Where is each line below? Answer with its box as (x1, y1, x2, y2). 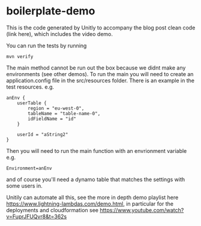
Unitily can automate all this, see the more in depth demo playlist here (6, 194, 179, 201)
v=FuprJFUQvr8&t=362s (6, 213, 67, 220)
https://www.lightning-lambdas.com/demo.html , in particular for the (6, 200, 174, 207)
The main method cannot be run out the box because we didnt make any (6, 64, 186, 71)
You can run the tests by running (6, 42, 87, 49)
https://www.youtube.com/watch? (100, 206, 184, 213)
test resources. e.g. (6, 83, 55, 91)
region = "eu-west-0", (28, 105, 85, 112)
